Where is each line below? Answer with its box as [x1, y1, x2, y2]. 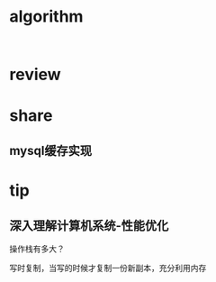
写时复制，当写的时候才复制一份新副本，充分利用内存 [9, 263, 207, 274]
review [9, 64, 61, 85]
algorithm [9, 6, 84, 27]
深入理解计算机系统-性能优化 [9, 218, 169, 233]
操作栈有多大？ [9, 243, 65, 254]
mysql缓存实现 [9, 143, 93, 159]
